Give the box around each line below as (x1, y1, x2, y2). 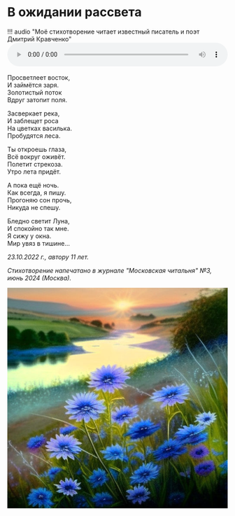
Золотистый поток (7, 88, 62, 97)
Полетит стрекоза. (7, 160, 63, 168)
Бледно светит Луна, (7, 216, 70, 225)
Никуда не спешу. (7, 203, 61, 211)
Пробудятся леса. (7, 131, 61, 140)
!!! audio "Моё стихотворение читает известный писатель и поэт (7, 27, 200, 36)
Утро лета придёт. (7, 167, 62, 176)
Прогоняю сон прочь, (7, 195, 72, 204)
